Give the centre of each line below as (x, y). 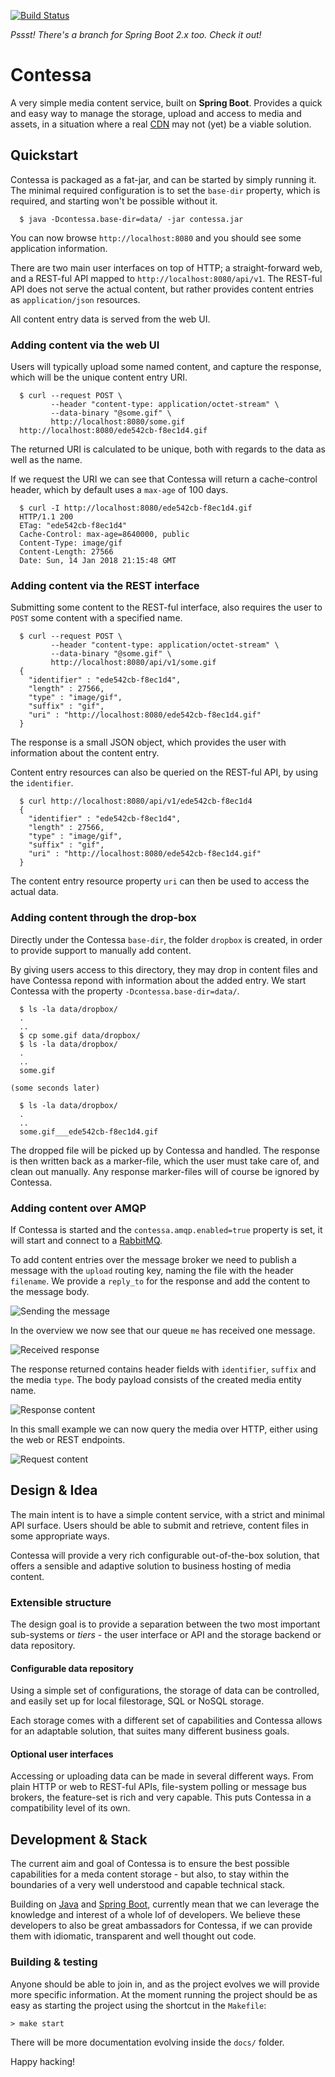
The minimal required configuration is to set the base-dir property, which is (165, 190)
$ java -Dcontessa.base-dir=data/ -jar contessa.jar (131, 219)
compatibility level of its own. (70, 1808)
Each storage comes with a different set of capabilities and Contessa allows (166, 1721)
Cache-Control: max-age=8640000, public (104, 535)
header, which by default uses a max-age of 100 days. (119, 490)
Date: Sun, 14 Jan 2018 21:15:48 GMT (98, 561)
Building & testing (54, 1962)
